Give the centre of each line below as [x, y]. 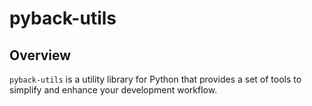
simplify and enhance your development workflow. [113, 90]
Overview [40, 55]
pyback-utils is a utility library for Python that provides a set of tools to [155, 79]
